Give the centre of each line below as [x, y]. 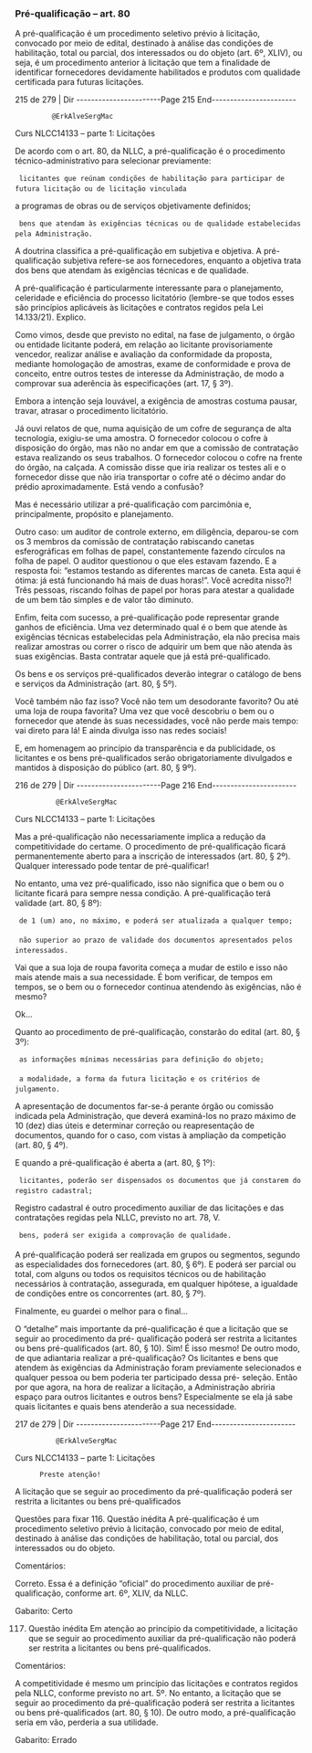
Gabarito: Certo [44, 1611]
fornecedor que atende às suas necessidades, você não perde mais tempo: [157, 721]
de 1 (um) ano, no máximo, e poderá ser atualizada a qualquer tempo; [156, 921]
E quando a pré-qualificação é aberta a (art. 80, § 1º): [115, 1163]
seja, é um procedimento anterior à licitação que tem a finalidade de [143, 63]
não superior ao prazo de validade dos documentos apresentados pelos [156, 940]
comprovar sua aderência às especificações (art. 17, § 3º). [124, 384]
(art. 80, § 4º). [42, 1146]
